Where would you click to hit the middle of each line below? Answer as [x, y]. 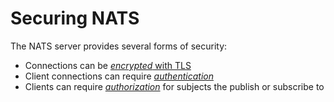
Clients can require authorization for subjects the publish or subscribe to [174, 86]
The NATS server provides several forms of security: [119, 46]
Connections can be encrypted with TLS [108, 65]
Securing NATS [75, 18]
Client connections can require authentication [119, 76]
